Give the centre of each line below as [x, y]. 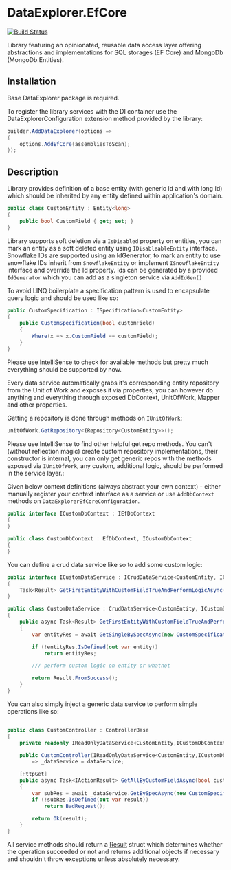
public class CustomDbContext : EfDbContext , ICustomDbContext [100, 539]
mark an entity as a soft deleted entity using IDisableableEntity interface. [112, 248]
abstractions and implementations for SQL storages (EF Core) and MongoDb [115, 52]
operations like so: [33, 711]
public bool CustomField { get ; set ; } [77, 221]
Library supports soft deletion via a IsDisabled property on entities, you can [114, 241]
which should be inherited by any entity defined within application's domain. [115, 196]
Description [33, 172]
